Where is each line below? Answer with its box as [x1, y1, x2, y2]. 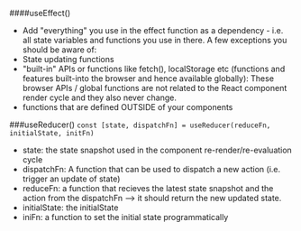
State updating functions [22, 54, 114, 64]
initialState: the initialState [22, 202, 119, 213]
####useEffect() [9, 8, 71, 18]
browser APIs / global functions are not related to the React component [22, 83, 287, 93]
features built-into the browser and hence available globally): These [22, 73, 275, 84]
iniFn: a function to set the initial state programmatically [22, 212, 229, 222]
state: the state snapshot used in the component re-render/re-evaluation [22, 144, 293, 155]
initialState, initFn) [9, 129, 95, 138]
